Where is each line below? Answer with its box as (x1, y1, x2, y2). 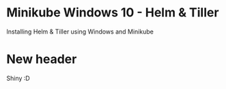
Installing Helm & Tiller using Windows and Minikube (6, 27, 154, 36)
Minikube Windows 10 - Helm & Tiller (6, 5, 219, 21)
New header (6, 51, 77, 67)
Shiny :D (6, 74, 30, 82)
